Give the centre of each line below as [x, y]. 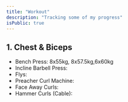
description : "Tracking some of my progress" [64, 17]
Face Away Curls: [37, 87]
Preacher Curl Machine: [44, 81]
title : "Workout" [28, 12]
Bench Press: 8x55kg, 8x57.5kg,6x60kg [64, 62]
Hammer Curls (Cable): [44, 94]
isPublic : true [25, 23]
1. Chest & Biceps [39, 47]
